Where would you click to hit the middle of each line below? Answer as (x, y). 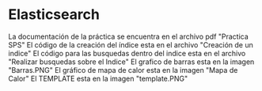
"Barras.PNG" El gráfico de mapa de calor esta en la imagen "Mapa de (123, 70)
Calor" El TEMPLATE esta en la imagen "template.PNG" (98, 78)
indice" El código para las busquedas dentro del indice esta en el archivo (127, 53)
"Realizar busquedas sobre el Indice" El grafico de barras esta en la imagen (131, 62)
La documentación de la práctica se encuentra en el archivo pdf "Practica (129, 36)
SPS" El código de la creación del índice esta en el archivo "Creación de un (131, 44)
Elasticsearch (54, 15)
